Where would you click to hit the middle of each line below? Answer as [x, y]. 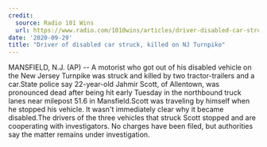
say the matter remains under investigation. [79, 134]
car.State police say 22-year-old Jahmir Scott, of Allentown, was [114, 85]
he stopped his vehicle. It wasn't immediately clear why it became [116, 109]
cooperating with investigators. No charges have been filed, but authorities [131, 126]
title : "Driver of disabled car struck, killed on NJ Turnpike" [117, 45]
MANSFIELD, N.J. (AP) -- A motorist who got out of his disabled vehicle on [130, 67]
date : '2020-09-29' [41, 38]
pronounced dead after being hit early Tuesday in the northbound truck [125, 92]
